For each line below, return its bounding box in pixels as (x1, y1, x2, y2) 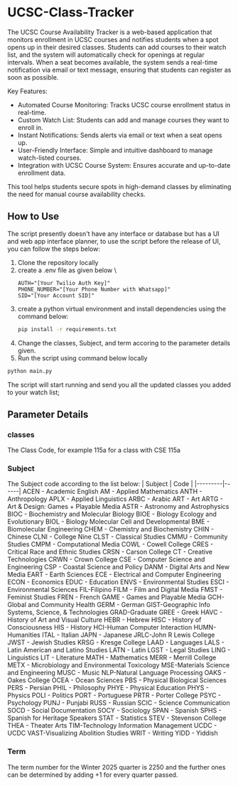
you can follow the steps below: (7, 244, 101, 253)
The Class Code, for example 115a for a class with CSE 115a (7, 446, 181, 455)
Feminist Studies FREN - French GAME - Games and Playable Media (7, 593, 206, 601)
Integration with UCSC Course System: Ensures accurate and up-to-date (17, 161, 231, 169)
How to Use (7, 210, 60, 222)
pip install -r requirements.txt (17, 325, 117, 333)
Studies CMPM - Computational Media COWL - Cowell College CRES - (7, 540, 214, 549)
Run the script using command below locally (17, 353, 148, 362)
